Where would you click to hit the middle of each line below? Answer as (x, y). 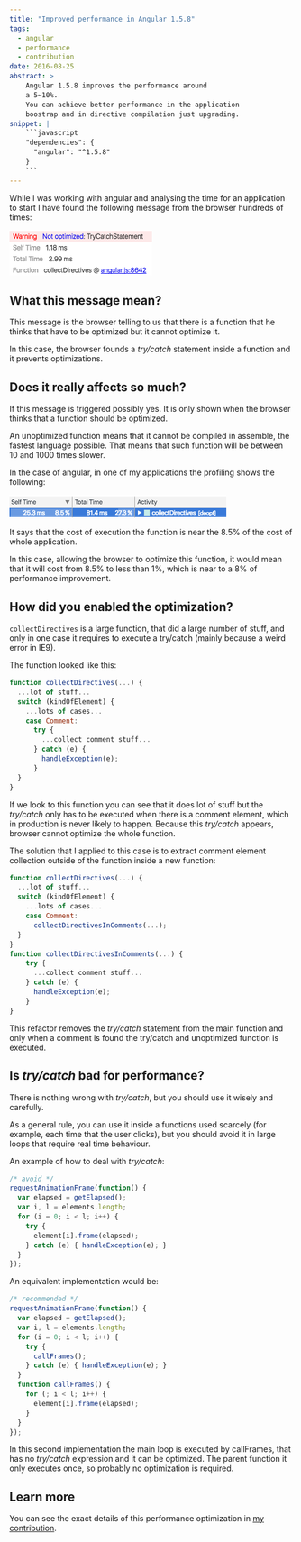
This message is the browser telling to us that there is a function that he (142, 322)
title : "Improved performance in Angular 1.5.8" (102, 19)
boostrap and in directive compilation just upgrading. (133, 114)
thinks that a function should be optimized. (89, 418)
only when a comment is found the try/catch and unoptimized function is (144, 1037)
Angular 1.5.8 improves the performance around (116, 86)
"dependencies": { (60, 143)
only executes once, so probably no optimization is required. (122, 1468)
